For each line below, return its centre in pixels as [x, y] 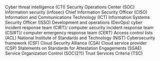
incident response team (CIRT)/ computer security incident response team [79, 28]
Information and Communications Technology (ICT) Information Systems [78, 17]
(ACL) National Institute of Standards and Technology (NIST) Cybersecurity [80, 38]
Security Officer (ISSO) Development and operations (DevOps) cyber [74, 22]
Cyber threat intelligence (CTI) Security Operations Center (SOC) [70, 7]
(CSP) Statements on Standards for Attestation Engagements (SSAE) [73, 48]
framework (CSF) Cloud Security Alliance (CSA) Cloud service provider [76, 43]
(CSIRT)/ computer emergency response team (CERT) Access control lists [79, 33]
